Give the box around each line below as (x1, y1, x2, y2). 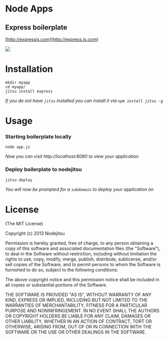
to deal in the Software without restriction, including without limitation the (5, 250, 157, 257)
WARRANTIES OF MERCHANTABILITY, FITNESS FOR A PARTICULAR (5, 302, 147, 308)
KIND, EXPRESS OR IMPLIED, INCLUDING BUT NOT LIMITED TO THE (5, 297, 148, 303)
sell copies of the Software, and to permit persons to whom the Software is (5, 261, 161, 267)
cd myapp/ (5, 84, 26, 90)
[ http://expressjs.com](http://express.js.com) (5, 36, 99, 42)
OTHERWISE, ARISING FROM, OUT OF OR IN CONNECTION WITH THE (5, 323, 152, 329)
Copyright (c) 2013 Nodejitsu (5, 230, 65, 236)
